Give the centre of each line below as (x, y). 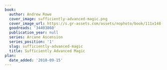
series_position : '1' (32, 42)
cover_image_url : (27, 23)
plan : (10, 55)
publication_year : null (34, 33)
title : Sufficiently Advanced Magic (47, 51)
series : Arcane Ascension (36, 37)
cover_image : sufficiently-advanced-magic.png (58, 19)
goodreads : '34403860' (33, 28)
